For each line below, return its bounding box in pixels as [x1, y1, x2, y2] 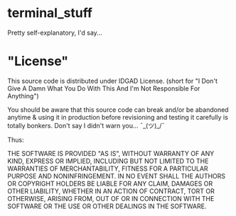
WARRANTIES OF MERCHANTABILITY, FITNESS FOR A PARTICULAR [7, 164, 208, 173]
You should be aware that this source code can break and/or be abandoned [7, 105, 229, 114]
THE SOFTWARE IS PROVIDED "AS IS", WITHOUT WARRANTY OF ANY [7, 149, 215, 157]
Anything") [7, 91, 39, 100]
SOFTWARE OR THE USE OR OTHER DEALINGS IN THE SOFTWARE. [7, 202, 207, 210]
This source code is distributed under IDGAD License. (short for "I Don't [7, 76, 218, 85]
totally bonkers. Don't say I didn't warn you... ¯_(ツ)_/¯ [7, 121, 165, 130]
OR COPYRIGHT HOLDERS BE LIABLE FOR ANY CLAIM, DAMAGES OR [7, 179, 213, 188]
